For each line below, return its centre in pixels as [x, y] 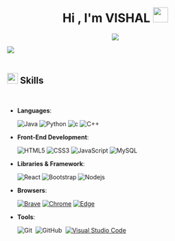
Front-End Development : [53, 137]
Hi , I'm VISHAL [106, 18]
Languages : [34, 111]
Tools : [26, 217]
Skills [32, 81]
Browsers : [32, 190]
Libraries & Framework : [51, 163]
